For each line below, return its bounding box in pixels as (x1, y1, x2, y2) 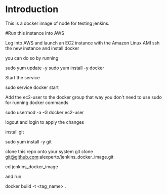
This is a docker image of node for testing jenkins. (5, 20, 110, 26)
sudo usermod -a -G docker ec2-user (5, 109, 85, 115)
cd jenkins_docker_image (5, 163, 58, 170)
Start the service (5, 74, 40, 80)
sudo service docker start (5, 84, 59, 90)
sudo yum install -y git (5, 138, 52, 144)
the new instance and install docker (5, 45, 79, 51)
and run (5, 173, 22, 179)
